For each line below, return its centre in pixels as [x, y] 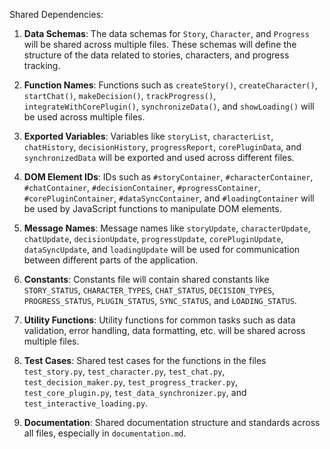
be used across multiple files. [84, 117]
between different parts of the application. [111, 260]
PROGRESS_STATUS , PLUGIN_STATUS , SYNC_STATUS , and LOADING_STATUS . [160, 300]
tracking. [42, 65]
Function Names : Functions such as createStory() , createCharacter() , [170, 85]
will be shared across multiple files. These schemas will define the [160, 44]
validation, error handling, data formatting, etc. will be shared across [164, 330]
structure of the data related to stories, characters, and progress [156, 55]
